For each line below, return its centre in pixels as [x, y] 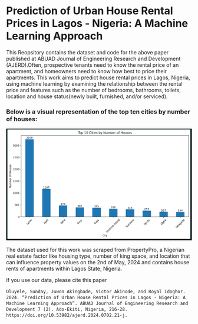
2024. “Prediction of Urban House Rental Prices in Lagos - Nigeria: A [96, 298]
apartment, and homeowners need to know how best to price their [86, 71]
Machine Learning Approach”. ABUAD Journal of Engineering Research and [97, 304]
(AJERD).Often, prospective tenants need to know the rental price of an [93, 65]
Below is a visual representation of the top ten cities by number [98, 112]
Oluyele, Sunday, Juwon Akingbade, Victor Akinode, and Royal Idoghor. [96, 292]
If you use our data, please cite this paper [57, 280]
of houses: [22, 119]
